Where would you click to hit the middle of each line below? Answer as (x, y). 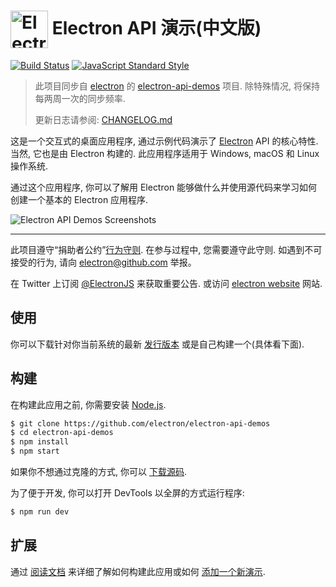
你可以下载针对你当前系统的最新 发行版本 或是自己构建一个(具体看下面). (157, 344)
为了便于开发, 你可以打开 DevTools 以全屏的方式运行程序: (127, 493)
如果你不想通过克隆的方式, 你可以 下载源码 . (98, 472)
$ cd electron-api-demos (62, 433)
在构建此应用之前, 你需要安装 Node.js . (88, 404)
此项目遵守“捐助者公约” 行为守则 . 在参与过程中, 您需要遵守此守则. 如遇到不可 (166, 249)
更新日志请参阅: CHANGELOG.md (103, 119)
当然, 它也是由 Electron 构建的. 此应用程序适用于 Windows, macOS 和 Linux (165, 153)
